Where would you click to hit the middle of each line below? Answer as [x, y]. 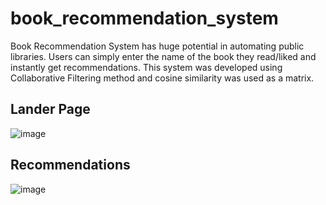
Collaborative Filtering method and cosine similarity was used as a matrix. [162, 78]
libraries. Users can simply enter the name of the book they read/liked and [163, 56]
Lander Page [50, 109]
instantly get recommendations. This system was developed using [146, 67]
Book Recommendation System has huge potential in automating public [157, 46]
